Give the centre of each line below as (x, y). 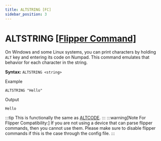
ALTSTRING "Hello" (24, 91)
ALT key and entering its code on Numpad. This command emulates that (77, 57)
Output (12, 100)
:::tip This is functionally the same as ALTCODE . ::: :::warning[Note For (75, 118)
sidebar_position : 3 (26, 14)
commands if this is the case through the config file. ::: (60, 134)
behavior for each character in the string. (46, 62)
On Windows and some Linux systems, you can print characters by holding (81, 52)
